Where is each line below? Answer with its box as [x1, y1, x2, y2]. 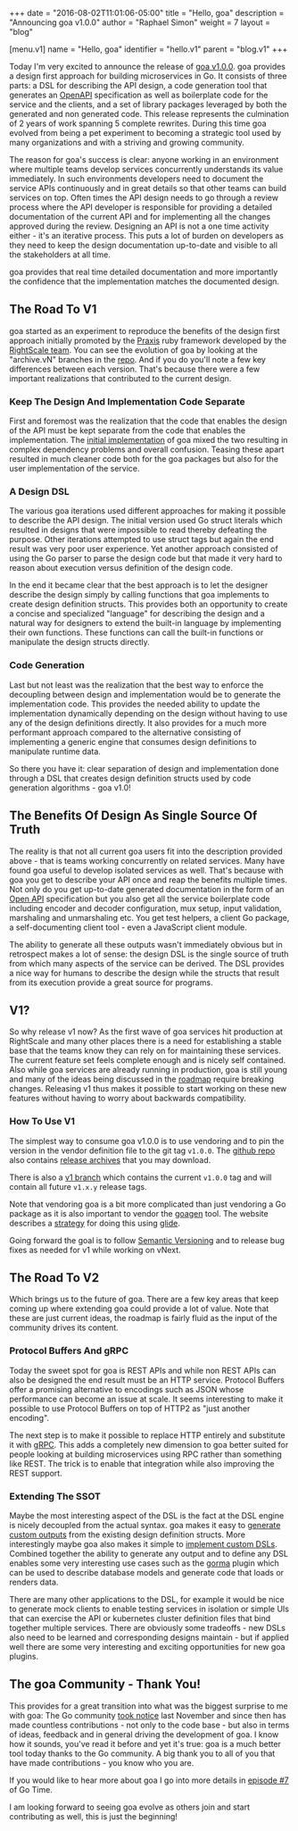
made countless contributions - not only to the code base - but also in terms [9, 1719, 290, 1730]
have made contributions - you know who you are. [9, 1757, 195, 1768]
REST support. [9, 1467, 62, 1478]
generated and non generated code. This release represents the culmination [9, 109, 290, 119]
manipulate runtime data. [9, 746, 101, 757]
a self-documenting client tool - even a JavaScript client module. [9, 922, 247, 932]
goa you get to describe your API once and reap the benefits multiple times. [9, 874, 288, 885]
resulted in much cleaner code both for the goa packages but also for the [9, 454, 279, 464]
